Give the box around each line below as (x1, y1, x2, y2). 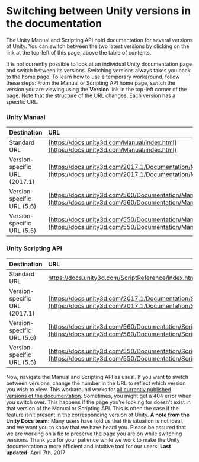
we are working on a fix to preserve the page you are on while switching (6, 430, 182, 437)
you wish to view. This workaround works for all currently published (6, 385, 171, 393)
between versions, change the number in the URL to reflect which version (6, 380, 186, 387)
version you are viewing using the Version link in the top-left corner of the (6, 85, 187, 93)
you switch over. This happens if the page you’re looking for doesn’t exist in (6, 399, 191, 406)
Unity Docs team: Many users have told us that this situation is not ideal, (6, 417, 184, 425)
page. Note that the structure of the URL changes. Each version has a (6, 92, 176, 99)
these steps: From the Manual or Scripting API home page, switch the (6, 79, 176, 87)
